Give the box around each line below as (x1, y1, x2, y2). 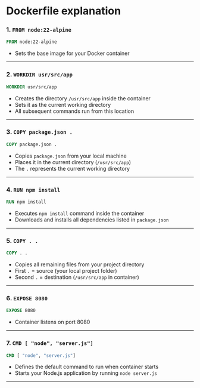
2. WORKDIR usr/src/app (6, 70, 73, 79)
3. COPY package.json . (6, 128, 73, 136)
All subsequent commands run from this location (14, 107, 135, 115)
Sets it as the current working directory (14, 101, 111, 108)
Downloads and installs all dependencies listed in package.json (14, 216, 169, 223)
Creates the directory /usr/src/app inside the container (14, 94, 151, 102)
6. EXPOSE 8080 (6, 294, 48, 302)
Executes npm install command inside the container (14, 210, 145, 217)
